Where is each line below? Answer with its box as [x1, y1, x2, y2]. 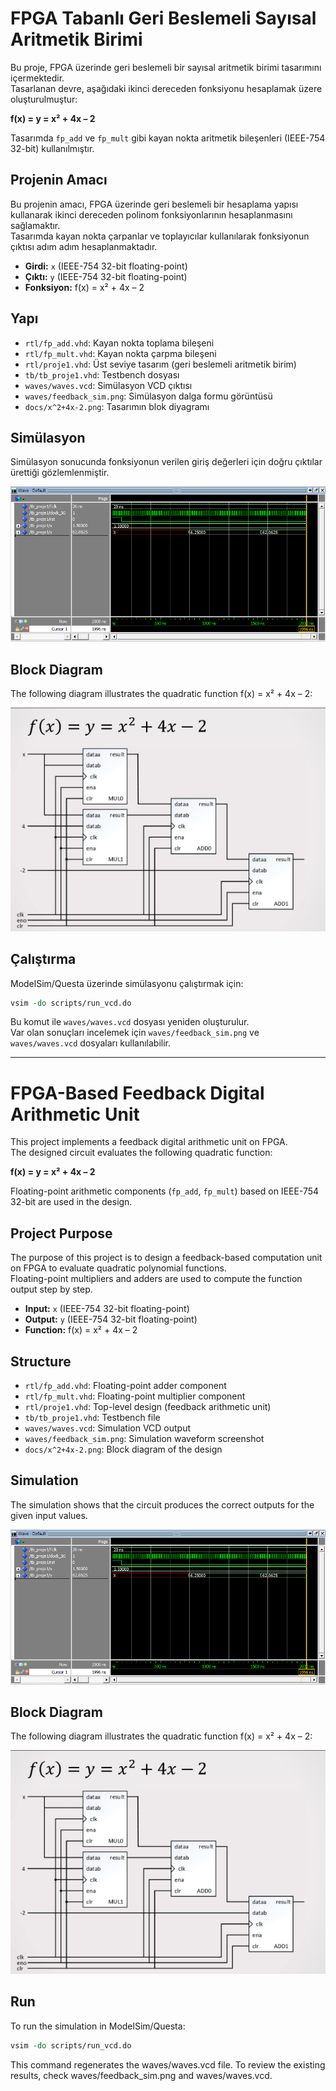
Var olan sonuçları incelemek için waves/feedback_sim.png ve [10, 1027, 260, 1039]
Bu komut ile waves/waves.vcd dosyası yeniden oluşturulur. [10, 1016, 250, 1028]
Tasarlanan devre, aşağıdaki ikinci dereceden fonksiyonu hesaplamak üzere [10, 82, 323, 94]
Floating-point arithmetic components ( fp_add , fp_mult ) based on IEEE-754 [10, 1185, 320, 1197]
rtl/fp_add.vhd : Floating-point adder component [24, 1379, 227, 1391]
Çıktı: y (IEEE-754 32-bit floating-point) [24, 270, 188, 282]
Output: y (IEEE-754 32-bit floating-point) [24, 1313, 198, 1326]
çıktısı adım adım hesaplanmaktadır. [10, 240, 158, 252]
